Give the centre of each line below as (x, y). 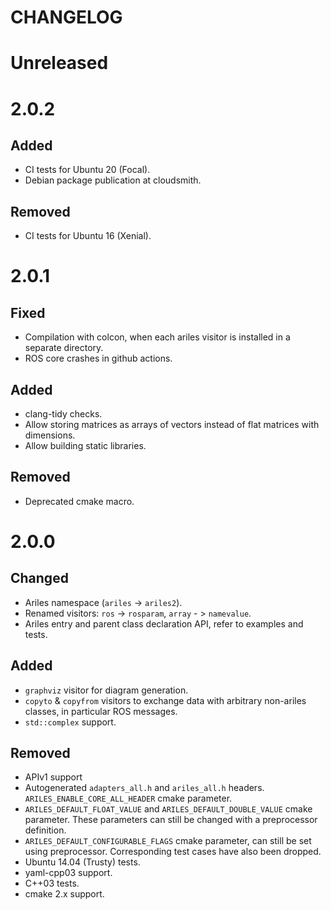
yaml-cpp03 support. (68, 873)
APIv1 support (53, 777)
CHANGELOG (66, 17)
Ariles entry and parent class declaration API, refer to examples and (164, 623)
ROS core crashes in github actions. (98, 358)
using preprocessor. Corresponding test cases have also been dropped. (173, 852)
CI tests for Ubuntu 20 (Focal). (87, 170)
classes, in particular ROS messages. (101, 711)
